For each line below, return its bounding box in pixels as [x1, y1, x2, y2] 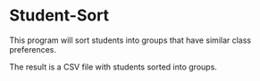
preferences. [9, 44, 56, 54]
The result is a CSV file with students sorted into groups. [9, 61, 217, 72]
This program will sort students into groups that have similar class [9, 35, 252, 45]
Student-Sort [9, 5, 110, 26]
